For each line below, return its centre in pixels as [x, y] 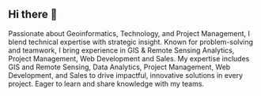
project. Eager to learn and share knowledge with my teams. [106, 83]
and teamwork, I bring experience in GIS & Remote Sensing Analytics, [121, 50]
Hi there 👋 [33, 15]
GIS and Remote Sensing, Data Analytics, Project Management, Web [119, 67]
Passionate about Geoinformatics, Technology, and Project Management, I [129, 33]
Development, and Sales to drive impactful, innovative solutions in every [126, 75]
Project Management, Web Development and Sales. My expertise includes [129, 58]
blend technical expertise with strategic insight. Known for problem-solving [131, 42]
